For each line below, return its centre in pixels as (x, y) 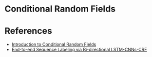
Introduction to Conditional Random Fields (54, 44)
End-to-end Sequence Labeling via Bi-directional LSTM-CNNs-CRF (79, 50)
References (28, 31)
